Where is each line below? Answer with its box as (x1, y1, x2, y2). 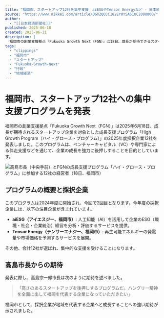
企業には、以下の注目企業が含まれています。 (5, 206, 95, 212)
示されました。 (5, 308, 35, 314)
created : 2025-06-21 (5, 30, 47, 35)
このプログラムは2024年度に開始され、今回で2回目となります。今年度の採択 (5, 199, 159, 206)
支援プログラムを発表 (5, 106, 91, 117)
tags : (5, 44, 16, 49)
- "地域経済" (9, 71, 33, 76)
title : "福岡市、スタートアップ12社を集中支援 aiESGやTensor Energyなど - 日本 (5, 7, 157, 12)
